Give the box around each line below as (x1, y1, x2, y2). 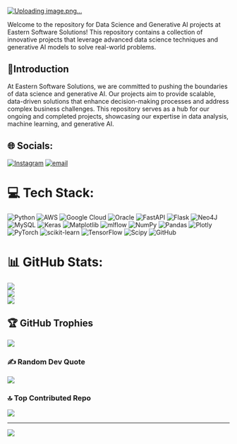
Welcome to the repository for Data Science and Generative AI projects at (7, 20, 221, 28)
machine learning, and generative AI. (7, 119, 114, 128)
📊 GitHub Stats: (7, 254, 104, 270)
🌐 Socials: (7, 140, 54, 152)
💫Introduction (7, 64, 69, 76)
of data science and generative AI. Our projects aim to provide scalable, (7, 89, 216, 98)
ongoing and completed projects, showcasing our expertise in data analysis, (7, 112, 229, 120)
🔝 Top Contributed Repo (7, 392, 92, 402)
